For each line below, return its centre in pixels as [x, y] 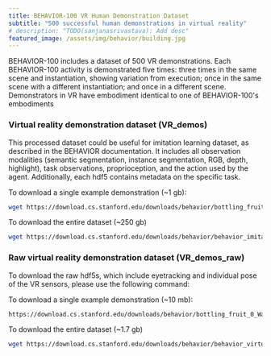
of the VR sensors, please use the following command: [99, 284]
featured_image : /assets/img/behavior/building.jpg [97, 38]
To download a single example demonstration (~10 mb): [101, 300]
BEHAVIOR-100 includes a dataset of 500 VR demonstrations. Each [120, 61]
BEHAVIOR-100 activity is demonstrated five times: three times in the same [133, 70]
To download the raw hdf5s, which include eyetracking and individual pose [133, 275]
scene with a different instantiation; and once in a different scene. [117, 87]
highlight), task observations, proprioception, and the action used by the [128, 168]
